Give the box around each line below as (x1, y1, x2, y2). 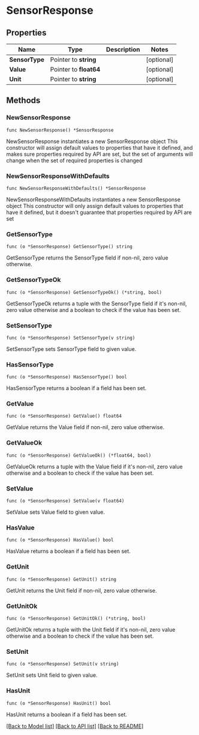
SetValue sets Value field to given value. (6, 508, 105, 516)
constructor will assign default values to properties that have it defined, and (6, 144, 193, 151)
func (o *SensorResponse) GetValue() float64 (6, 413, 122, 419)
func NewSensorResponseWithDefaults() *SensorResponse (6, 185, 146, 191)
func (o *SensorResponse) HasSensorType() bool (6, 374, 128, 380)
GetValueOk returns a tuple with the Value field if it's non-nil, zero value (6, 463, 183, 470)
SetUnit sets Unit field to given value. (6, 671, 98, 679)
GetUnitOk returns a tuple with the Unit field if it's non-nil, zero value (6, 626, 176, 633)
